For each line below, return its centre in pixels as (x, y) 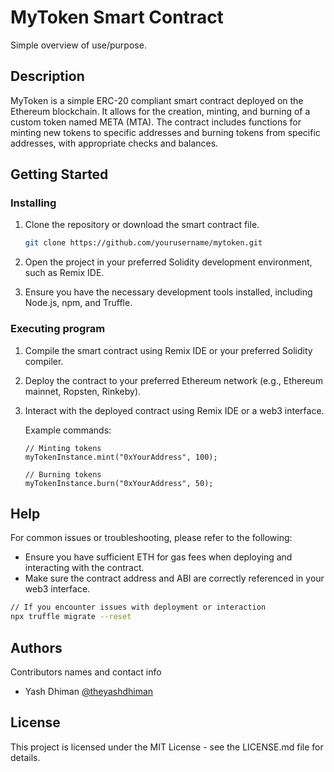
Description (47, 76)
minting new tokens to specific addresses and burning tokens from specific (165, 132)
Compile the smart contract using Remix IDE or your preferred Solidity (168, 350)
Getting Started (59, 174)
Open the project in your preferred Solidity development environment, (168, 262)
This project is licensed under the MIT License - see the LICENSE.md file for (167, 747)
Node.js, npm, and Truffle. (78, 303)
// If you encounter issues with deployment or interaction (138, 607)
